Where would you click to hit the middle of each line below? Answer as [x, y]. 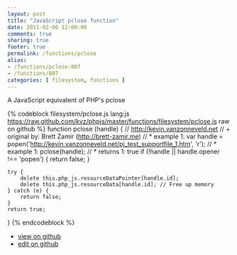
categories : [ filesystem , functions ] [66, 80]
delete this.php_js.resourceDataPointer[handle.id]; [100, 178]
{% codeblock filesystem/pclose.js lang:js [68, 114]
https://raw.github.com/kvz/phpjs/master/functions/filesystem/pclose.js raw [118, 121]
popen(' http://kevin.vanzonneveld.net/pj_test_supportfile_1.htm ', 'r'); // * [112, 144]
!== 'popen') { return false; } [49, 159]
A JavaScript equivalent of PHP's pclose [66, 100]
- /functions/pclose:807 [44, 67]
